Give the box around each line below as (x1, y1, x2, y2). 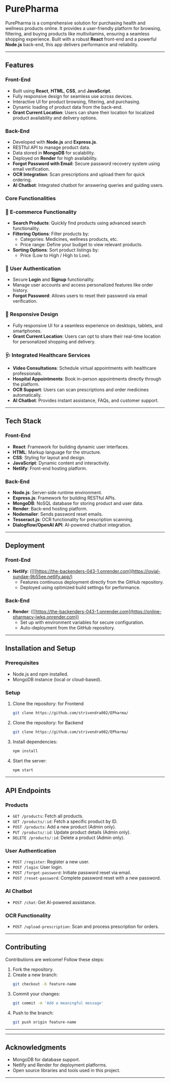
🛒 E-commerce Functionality (5, 208, 77, 215)
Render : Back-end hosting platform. (12, 506, 88, 512)
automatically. (12, 392, 42, 398)
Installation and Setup (5, 644, 76, 653)
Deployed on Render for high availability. (12, 155, 98, 161)
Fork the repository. (12, 966, 54, 972)
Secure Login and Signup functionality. (12, 276, 95, 282)
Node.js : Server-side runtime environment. (12, 490, 103, 496)
